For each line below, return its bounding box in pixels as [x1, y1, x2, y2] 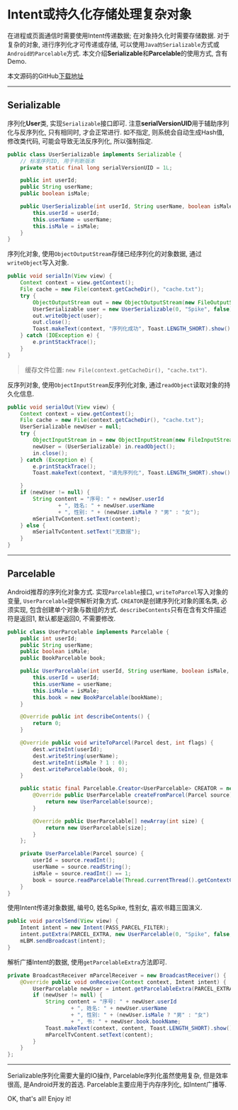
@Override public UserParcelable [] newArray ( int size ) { [33, 817, 204, 825]
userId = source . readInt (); [33, 857, 115, 864]
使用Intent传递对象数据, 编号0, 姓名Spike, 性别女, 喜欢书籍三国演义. [7, 904, 203, 912]
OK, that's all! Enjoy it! [7, 1094, 72, 1103]
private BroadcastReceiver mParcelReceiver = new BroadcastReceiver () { [7, 972, 227, 979]
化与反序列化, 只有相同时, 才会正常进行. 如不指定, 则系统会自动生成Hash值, [7, 128, 225, 136]
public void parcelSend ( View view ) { [7, 918, 119, 925]
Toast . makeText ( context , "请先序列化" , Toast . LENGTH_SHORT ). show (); [33, 470, 234, 477]
